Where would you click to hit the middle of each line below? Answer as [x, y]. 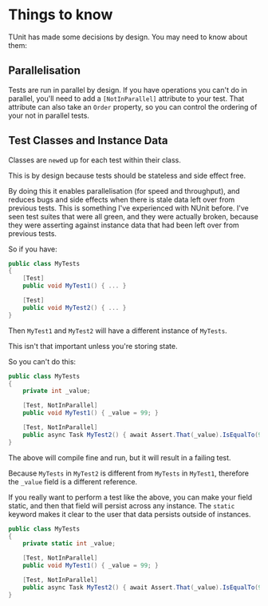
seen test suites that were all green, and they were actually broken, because [134, 216]
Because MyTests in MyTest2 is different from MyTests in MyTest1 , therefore [129, 473]
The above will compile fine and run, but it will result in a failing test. [120, 457]
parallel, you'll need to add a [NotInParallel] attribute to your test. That [126, 98]
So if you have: [33, 249]
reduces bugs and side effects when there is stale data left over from [122, 199]
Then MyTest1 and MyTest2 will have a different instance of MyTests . [118, 331]
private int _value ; [57, 391]
